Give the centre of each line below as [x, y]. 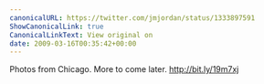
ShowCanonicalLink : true [57, 26]
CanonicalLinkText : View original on [81, 35]
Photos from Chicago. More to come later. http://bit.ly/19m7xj [124, 69]
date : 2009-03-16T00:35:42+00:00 [73, 43]
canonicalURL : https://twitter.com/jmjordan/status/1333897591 [132, 18]
